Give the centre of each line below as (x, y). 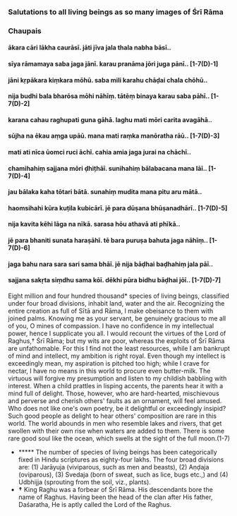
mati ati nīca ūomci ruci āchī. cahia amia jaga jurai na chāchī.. (99, 152)
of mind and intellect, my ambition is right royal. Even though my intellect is (117, 356)
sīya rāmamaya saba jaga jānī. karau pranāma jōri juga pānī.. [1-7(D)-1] (113, 64)
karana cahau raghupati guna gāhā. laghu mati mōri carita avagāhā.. (110, 119)
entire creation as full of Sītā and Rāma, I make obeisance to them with (111, 311)
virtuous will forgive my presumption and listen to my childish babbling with (117, 378)
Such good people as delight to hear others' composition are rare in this (113, 416)
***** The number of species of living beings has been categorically (117, 452)
